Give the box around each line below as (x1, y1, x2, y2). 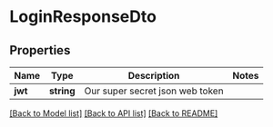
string (48, 84, 76, 97)
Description (127, 70, 180, 82)
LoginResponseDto (9, 6, 157, 27)
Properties (9, 43, 71, 58)
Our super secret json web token (84, 84, 225, 97)
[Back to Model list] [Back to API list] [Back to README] (9, 108, 218, 119)
